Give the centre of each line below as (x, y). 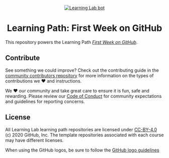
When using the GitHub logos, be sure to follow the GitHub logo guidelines (82, 150)
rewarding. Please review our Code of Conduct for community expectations (83, 96)
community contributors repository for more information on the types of (80, 75)
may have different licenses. (34, 140)
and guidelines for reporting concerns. (45, 101)
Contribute (23, 58)
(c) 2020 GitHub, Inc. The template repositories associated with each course (84, 135)
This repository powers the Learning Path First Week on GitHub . (71, 42)
